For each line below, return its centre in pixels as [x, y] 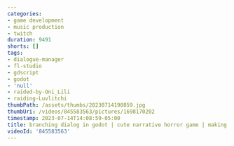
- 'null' [20, 86]
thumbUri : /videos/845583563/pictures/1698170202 [81, 112]
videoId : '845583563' [39, 131]
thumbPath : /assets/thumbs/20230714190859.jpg [76, 105]
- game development [36, 20]
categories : [25, 14]
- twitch [20, 33]
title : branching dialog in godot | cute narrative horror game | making [117, 125]
